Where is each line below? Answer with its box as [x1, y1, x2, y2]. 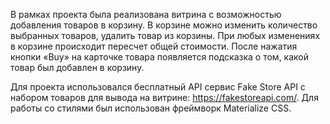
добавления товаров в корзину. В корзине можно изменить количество [10, 19, 318, 31]
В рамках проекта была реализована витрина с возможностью [10, 9, 282, 20]
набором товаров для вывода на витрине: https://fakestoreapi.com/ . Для [10, 92, 319, 103]
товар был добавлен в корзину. [10, 62, 145, 73]
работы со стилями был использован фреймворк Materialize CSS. [10, 102, 292, 114]
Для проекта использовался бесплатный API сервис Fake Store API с [10, 81, 306, 93]
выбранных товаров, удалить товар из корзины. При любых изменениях [10, 30, 321, 41]
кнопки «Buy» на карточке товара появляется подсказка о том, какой [10, 51, 310, 63]
